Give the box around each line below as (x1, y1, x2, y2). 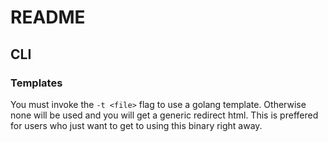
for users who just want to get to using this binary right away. (10, 119, 263, 131)
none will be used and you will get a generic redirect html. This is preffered (10, 109, 319, 121)
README (10, 6, 86, 29)
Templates (10, 76, 63, 90)
